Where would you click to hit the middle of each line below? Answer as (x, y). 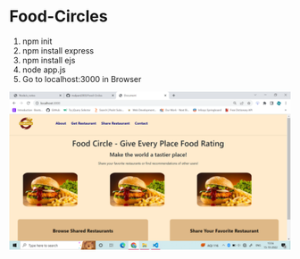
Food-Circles (59, 17)
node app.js (44, 70)
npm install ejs (49, 60)
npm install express (58, 50)
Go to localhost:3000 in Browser (82, 79)
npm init (37, 41)
